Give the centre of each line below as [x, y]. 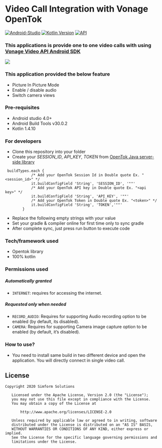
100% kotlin [24, 257]
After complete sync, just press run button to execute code [71, 229]
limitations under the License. [44, 442]
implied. [14, 433]
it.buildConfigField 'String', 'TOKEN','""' [77, 205]
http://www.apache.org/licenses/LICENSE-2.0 [66, 412]
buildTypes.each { [26, 171]
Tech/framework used [32, 241]
